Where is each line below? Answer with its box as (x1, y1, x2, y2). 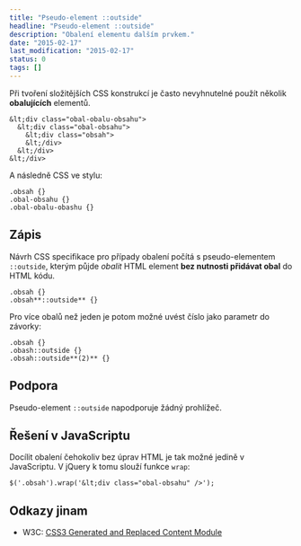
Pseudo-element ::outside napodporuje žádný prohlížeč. (9, 401, 222, 413)
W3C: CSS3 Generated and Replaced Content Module (22, 527, 223, 538)
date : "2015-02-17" (9, 38, 83, 48)
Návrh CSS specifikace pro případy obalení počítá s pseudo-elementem (9, 251, 276, 261)
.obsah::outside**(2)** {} (9, 354, 111, 363)
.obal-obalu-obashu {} (9, 203, 94, 212)
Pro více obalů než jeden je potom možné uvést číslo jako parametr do (9, 311, 270, 321)
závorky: (9, 321, 42, 331)
